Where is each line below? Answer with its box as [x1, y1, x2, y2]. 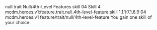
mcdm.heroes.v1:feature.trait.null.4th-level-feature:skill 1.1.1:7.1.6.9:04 [5, 9, 147, 15]
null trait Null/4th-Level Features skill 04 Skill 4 [5, 4, 101, 9]
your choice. [5, 20, 31, 25]
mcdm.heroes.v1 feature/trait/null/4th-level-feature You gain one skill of [5, 14, 152, 20]
